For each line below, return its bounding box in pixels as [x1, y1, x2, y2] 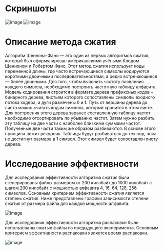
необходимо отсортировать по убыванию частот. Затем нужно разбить [5, 115, 155, 121]
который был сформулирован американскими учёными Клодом [5, 57, 139, 64]
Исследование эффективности [5, 158, 139, 170]
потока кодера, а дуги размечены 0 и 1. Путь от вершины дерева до [5, 99, 148, 105]
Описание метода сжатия [5, 36, 116, 48]
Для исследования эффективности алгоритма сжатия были [5, 175, 129, 180]
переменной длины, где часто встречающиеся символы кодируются [5, 68, 150, 74]
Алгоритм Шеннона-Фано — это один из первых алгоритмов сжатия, [5, 52, 150, 58]
